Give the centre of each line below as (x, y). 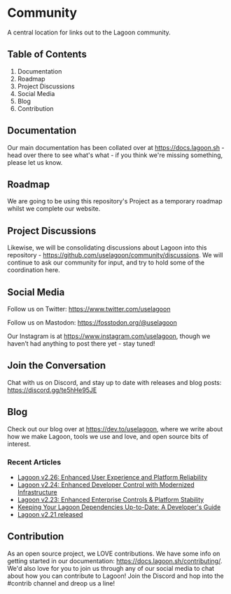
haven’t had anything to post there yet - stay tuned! (81, 344)
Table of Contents (47, 54)
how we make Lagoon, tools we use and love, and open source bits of (108, 436)
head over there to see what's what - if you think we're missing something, (115, 155)
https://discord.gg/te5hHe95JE (52, 390)
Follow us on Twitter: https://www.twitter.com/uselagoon (89, 309)
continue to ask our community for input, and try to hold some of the (106, 263)
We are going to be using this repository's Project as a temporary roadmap (115, 201)
